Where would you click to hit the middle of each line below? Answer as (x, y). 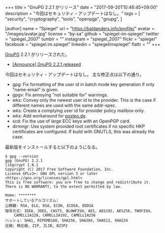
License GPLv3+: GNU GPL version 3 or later (51, 174)
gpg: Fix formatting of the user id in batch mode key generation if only (83, 84)
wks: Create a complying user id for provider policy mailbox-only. (79, 111)
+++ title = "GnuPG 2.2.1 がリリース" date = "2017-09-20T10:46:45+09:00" (82, 7)
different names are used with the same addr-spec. (64, 105)
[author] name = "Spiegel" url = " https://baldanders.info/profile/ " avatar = (80, 28)
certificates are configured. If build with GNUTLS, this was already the (83, 132)
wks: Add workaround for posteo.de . (49, 116)
